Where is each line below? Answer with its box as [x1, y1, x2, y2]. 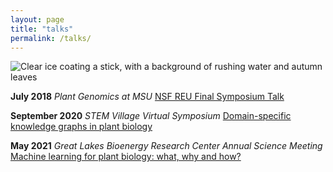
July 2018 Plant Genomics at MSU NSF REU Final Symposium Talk [10, 91, 285, 103]
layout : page [10, 14, 65, 25]
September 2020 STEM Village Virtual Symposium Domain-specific [10, 110, 292, 122]
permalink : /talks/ [10, 33, 92, 43]
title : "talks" [10, 24, 74, 34]
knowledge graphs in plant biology [10, 121, 153, 133]
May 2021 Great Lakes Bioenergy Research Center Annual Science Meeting [10, 140, 323, 152]
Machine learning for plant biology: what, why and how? [10, 151, 242, 163]
